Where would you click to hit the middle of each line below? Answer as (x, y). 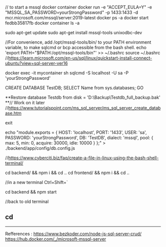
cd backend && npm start (31, 192)
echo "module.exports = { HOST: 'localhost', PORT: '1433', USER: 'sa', (76, 132)
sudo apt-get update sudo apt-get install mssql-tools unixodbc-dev (74, 32)
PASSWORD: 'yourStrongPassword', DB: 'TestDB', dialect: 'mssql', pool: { (79, 138)
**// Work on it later (25, 103)
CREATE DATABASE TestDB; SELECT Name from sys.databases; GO (74, 88)
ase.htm (13, 113)
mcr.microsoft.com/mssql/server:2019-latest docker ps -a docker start (77, 18)
